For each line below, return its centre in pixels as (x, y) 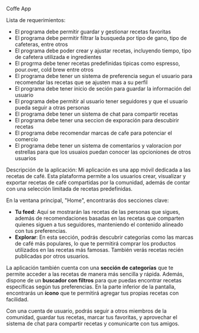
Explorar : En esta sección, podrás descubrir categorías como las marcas (104, 237)
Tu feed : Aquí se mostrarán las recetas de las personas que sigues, (97, 212)
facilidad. (18, 299)
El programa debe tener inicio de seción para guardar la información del (103, 88)
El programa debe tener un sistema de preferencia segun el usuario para (104, 76)
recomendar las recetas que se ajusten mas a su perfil (81, 82)
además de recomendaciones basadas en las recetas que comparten (99, 218)
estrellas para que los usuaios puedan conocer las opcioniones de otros (103, 152)
